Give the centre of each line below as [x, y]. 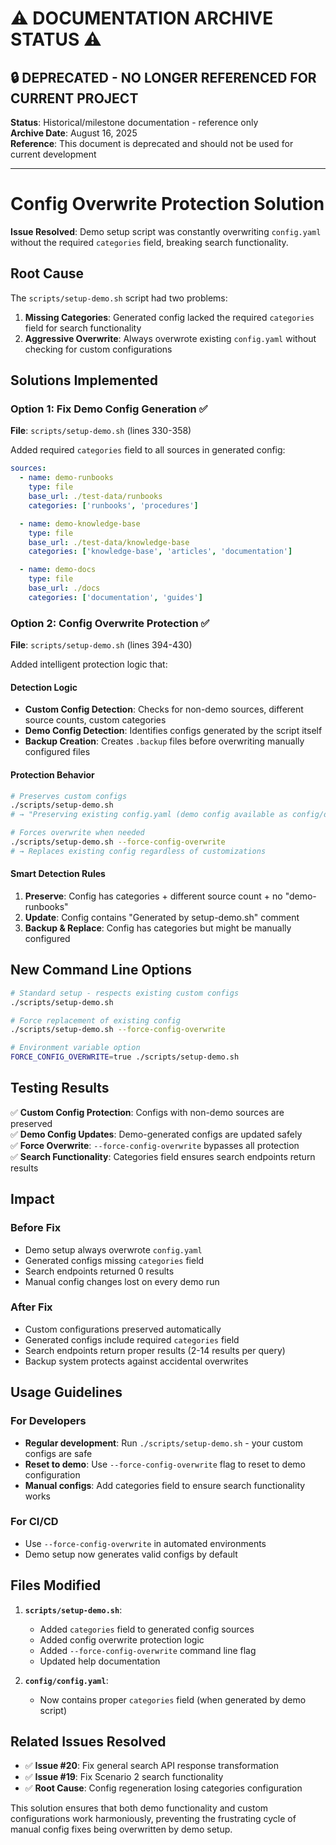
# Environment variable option [75, 1048]
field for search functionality [83, 328]
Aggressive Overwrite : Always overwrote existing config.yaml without [170, 338]
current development [53, 154]
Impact [32, 1199]
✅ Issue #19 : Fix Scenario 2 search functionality [124, 1777]
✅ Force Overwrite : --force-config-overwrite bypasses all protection [155, 1145]
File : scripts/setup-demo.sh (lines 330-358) [101, 431]
